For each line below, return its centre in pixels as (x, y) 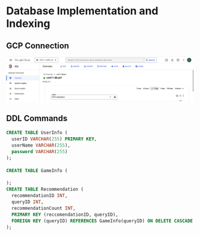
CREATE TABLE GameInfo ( (37, 170)
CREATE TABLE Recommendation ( (45, 190)
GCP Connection (38, 46)
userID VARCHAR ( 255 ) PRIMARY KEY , (54, 139)
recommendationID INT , (40, 196)
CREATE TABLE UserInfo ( (37, 133)
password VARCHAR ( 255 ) (40, 152)
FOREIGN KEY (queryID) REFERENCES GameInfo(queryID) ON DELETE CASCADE (102, 221)
